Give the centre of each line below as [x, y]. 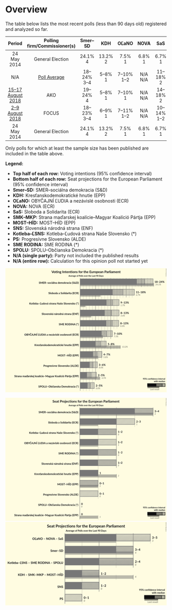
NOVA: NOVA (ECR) [34, 206]
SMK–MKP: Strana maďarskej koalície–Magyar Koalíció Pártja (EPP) [84, 218]
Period [15, 43]
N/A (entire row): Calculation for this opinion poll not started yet [80, 261]
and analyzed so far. [27, 29]
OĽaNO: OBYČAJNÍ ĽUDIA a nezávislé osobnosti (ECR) [71, 201]
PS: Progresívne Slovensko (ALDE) [49, 239]
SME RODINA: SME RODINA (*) [46, 245]
